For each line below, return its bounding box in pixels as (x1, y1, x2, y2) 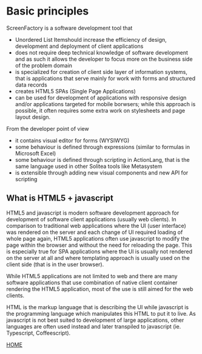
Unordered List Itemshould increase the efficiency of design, (15, 36, 167, 43)
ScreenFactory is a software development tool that (6, 24, 133, 32)
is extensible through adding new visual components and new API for (15, 169, 189, 176)
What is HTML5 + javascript (6, 193, 114, 204)
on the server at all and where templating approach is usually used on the (6, 254, 190, 261)
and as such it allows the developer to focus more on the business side (15, 55, 193, 62)
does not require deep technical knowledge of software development (15, 48, 188, 56)
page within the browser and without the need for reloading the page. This (6, 241, 192, 249)
